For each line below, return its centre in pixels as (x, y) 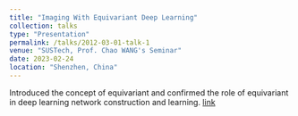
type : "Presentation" (50, 34)
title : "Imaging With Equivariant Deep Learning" (104, 17)
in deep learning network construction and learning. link (113, 102)
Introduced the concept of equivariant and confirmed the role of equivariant (149, 92)
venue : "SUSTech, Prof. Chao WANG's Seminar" (95, 51)
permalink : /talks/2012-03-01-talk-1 (80, 42)
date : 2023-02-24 (42, 59)
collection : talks (43, 26)
